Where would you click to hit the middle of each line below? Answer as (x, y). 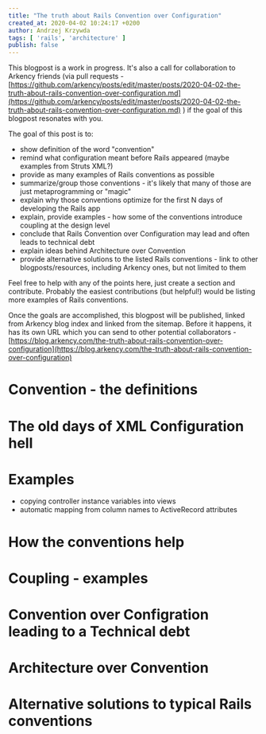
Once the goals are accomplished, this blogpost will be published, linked (127, 316)
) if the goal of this (212, 110)
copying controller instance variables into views (98, 501)
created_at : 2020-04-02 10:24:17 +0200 (74, 23)
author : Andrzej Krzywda (49, 30)
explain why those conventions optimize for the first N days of (121, 200)
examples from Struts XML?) (66, 166)
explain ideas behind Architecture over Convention (102, 250)
